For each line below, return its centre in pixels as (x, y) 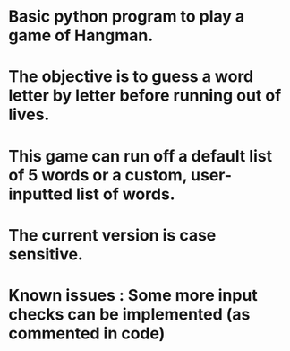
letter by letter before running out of (145, 96)
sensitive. (46, 254)
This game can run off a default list (141, 156)
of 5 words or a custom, (98, 175)
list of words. (125, 194)
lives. (29, 115)
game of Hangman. (81, 35)
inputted (41, 194)
